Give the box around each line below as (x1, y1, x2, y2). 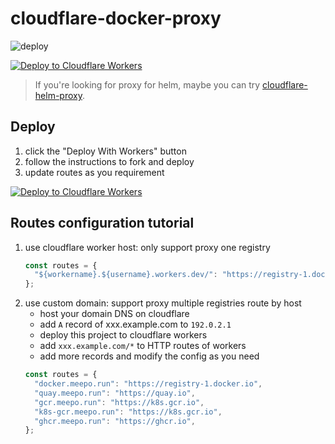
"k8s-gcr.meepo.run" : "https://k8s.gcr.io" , (34, 407, 223, 417)
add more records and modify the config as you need (39, 350, 260, 362)
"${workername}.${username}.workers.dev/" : (34, 270, 218, 280)
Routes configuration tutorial (10, 215, 195, 232)
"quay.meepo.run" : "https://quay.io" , (34, 388, 196, 398)
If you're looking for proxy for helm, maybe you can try (34, 78, 261, 91)
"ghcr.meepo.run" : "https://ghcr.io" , (34, 416, 196, 426)
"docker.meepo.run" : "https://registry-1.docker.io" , (34, 379, 263, 389)
